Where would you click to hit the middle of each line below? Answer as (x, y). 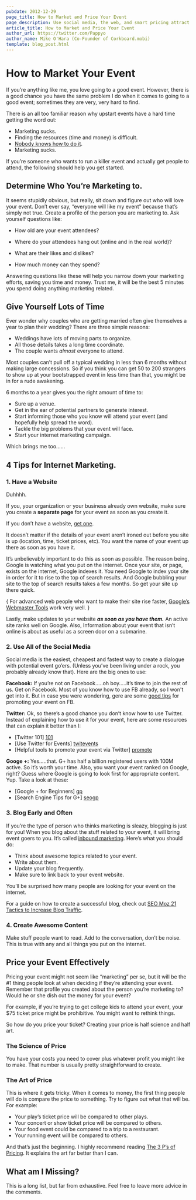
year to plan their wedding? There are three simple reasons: (78, 327)
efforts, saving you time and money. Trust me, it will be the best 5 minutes (95, 282)
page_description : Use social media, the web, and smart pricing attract (98, 22)
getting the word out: (31, 120)
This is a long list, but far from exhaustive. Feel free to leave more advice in (97, 1186)
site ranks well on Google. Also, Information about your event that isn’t (91, 625)
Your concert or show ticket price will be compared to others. (88, 1123)
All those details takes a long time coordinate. (69, 345)
